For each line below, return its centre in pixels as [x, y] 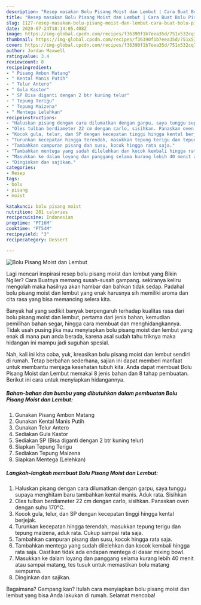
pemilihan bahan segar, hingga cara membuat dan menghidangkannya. [94, 323]
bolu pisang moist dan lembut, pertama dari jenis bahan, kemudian [88, 317]
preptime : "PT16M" [29, 223]
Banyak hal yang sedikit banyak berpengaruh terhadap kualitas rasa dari [95, 311]
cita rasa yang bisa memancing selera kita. [59, 299]
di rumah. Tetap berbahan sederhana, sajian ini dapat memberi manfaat [94, 361]
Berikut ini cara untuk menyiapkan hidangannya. [66, 379]
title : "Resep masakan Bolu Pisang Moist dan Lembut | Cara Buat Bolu [96, 17]
